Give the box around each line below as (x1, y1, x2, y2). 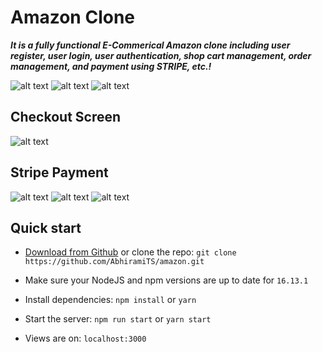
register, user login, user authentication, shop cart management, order (10, 49, 312, 61)
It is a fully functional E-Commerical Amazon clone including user (10, 39, 291, 51)
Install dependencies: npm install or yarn (24, 294, 197, 306)
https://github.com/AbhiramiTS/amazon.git (24, 257, 205, 267)
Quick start (10, 219, 82, 236)
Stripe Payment (10, 164, 109, 181)
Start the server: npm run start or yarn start (24, 313, 212, 325)
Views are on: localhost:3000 (24, 332, 147, 345)
